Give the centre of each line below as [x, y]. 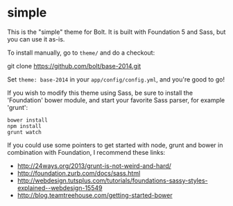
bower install [28, 120]
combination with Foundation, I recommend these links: [86, 152]
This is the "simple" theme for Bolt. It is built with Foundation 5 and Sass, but [116, 32]
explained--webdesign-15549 [60, 187]
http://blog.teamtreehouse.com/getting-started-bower [95, 195]
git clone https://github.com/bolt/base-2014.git [74, 66]
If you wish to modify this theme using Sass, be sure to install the [100, 93]
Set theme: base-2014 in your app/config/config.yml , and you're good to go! [116, 79]
